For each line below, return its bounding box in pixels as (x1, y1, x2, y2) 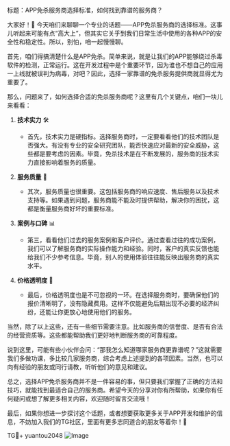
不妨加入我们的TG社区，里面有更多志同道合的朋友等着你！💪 (18, 418, 188, 425)
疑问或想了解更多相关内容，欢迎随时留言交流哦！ (12, 395, 151, 403)
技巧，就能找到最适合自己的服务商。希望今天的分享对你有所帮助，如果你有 (7, 386, 217, 394)
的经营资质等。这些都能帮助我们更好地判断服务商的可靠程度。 (7, 331, 181, 339)
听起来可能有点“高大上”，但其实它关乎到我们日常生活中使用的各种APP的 (12, 30, 216, 37)
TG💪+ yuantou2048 (7, 432, 63, 439)
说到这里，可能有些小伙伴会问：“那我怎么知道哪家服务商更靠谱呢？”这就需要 (7, 346, 222, 353)
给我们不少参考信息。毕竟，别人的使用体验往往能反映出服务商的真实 (27, 253, 220, 261)
